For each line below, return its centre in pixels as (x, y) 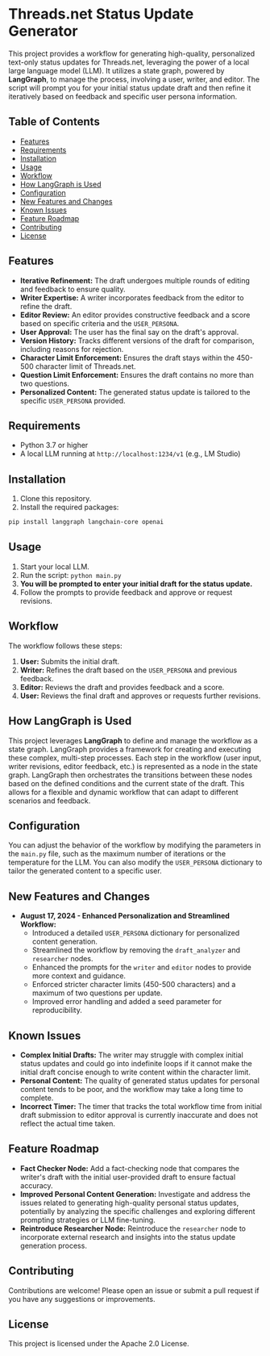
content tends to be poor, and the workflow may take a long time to (131, 1089)
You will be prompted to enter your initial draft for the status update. (136, 584)
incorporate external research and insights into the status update (128, 1237)
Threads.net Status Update (101, 14)
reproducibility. (57, 1011)
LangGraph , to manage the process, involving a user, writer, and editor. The (134, 79)
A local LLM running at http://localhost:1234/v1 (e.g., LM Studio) (130, 454)
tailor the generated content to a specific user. (85, 871)
